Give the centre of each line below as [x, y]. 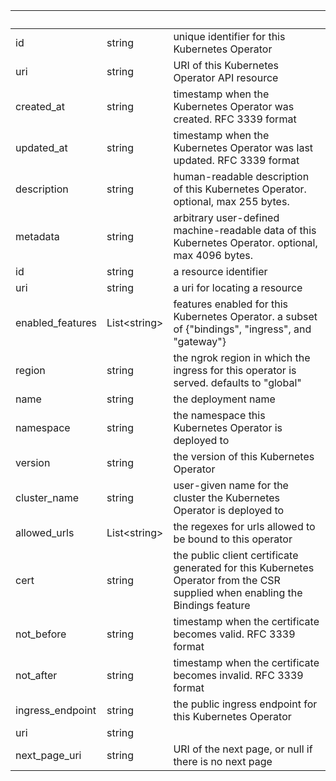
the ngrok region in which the [242, 357]
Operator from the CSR [227, 580]
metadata [37, 236]
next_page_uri [48, 755]
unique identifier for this [229, 36]
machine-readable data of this [245, 230]
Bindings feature [212, 605]
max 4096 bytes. [213, 255]
